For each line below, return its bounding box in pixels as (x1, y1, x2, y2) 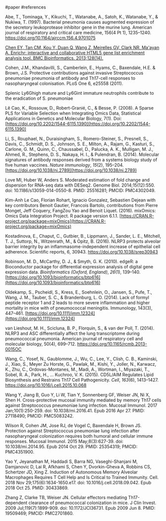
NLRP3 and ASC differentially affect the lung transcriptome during (5, 330, 140, 336)
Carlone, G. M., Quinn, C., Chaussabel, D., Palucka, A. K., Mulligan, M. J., (5, 146, 154, 152)
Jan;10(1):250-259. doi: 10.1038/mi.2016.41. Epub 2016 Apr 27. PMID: (5, 408, 145, 413)
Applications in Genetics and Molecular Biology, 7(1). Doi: (5, 116, 122, 121)
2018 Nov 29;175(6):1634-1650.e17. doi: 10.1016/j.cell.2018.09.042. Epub (5, 480, 152, 485)
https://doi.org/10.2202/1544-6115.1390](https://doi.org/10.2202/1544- (6, 121, 151, 127)
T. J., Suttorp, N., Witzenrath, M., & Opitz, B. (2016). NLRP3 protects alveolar (5, 238, 161, 244)
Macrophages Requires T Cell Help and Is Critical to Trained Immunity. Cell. (5, 474, 159, 480)
